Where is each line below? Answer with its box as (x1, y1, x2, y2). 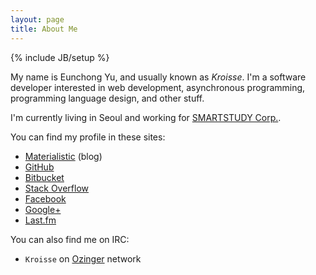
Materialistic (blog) (24, 150, 103, 162)
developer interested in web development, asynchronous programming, (10, 81, 306, 93)
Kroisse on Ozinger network (24, 252, 142, 265)
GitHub (24, 161, 55, 173)
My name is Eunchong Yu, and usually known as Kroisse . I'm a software (10, 71, 307, 83)
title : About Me (10, 24, 78, 34)
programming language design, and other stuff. (10, 92, 205, 104)
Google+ (24, 203, 62, 215)
